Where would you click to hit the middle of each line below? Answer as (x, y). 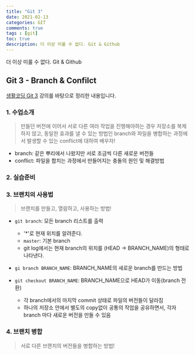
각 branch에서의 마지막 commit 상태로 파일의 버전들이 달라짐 (93, 300)
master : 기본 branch (47, 241)
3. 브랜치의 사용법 (30, 195)
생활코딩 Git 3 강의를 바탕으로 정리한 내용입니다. (61, 95)
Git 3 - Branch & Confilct (51, 81)
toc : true (18, 39)
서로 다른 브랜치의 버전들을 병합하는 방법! (68, 346)
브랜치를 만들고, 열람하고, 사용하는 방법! (66, 209)
